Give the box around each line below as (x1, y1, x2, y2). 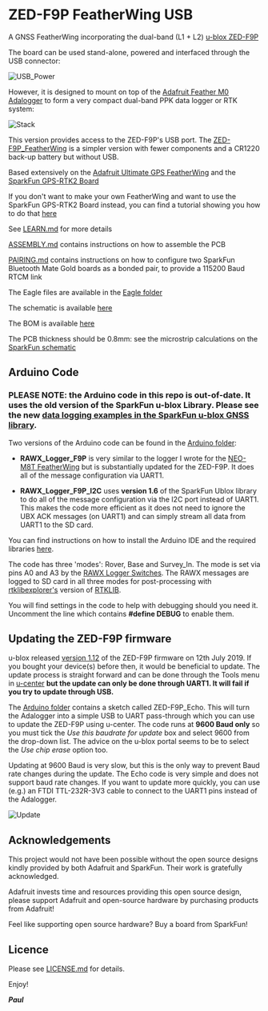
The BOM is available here (8, 318, 95, 328)
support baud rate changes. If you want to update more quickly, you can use (8, 777, 261, 787)
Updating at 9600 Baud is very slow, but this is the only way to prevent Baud (8, 761, 260, 770)
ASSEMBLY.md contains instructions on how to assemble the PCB (8, 239, 226, 249)
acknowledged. (8, 872, 59, 881)
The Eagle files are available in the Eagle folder (8, 287, 162, 297)
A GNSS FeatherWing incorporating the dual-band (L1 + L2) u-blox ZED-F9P (8, 32, 259, 42)
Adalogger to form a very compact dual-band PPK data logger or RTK (8, 95, 238, 105)
